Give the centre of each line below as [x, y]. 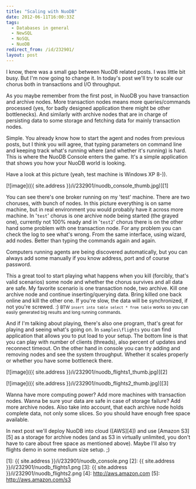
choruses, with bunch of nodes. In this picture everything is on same [89, 203]
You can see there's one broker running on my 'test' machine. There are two [98, 197]
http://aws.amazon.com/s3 [39, 479]
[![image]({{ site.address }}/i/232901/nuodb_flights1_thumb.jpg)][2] [87, 372]
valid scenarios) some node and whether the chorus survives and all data [94, 282]
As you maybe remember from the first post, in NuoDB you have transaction [97, 95]
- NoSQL [21, 39]
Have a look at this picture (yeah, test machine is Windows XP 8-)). [87, 174]
